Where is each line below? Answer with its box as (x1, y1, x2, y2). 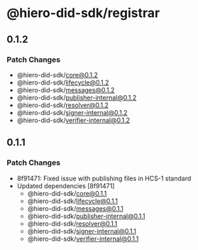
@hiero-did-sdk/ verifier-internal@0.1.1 (27, 234, 139, 243)
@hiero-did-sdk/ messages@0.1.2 (16, 85, 115, 94)
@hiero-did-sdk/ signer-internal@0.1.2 (16, 108, 128, 116)
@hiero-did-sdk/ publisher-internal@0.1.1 (27, 212, 145, 220)
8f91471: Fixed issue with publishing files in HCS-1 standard (16, 174, 192, 183)
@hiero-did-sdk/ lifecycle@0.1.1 (27, 197, 119, 205)
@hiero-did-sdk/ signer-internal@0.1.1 (27, 227, 136, 235)
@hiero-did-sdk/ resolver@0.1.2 (16, 101, 109, 109)
